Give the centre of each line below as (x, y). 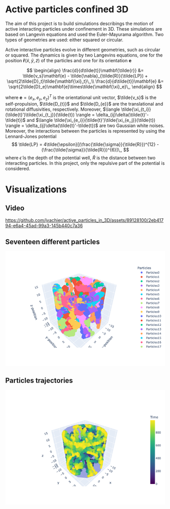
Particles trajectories (39, 380)
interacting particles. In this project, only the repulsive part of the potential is (85, 163)
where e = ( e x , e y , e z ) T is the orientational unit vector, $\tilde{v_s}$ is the (81, 97)
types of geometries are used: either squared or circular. (64, 40)
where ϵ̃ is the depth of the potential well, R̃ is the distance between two (80, 158)
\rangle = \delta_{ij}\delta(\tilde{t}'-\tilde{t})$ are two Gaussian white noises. (85, 125)
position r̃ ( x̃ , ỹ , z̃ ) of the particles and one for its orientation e (69, 60)
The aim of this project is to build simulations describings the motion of (79, 23)
